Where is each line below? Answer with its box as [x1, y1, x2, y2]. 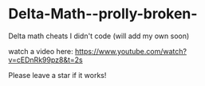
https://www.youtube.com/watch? [74, 46, 187, 56]
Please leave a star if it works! [8, 70, 107, 80]
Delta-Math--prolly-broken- [8, 5, 198, 23]
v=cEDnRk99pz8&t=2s [8, 55, 83, 64]
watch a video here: [8, 46, 73, 56]
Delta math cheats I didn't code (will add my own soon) [8, 31, 190, 41]
